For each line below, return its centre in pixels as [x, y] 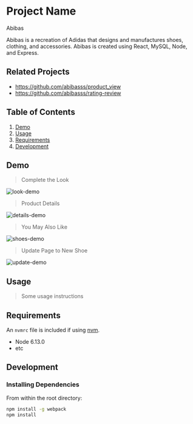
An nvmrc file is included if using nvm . [53, 330]
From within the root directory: [44, 398]
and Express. [23, 52]
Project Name [41, 11]
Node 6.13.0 [30, 342]
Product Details [40, 203]
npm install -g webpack [36, 409]
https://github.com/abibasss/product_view [68, 86]
